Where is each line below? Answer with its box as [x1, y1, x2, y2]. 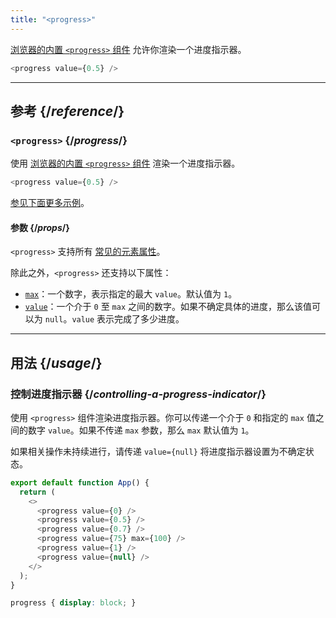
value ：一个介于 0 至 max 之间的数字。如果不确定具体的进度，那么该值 [24, 301, 312, 313]
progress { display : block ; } [10, 598, 137, 608]
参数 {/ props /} [10, 221, 70, 233]
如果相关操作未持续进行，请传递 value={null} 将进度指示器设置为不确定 [10, 445, 306, 457]
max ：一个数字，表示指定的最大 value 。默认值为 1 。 [24, 288, 238, 300]
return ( [19, 487, 56, 497]
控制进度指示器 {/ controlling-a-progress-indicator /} [10, 387, 267, 401]
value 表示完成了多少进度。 [71, 313, 185, 325]
